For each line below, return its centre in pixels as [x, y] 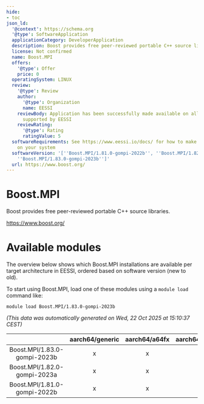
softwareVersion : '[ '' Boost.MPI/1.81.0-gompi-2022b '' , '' [87, 153]
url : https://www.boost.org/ [49, 165]
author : [27, 97]
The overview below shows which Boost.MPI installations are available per [99, 264]
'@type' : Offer [36, 68]
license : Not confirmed [42, 52]
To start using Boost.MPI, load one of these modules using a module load [97, 289]
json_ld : [17, 23]
